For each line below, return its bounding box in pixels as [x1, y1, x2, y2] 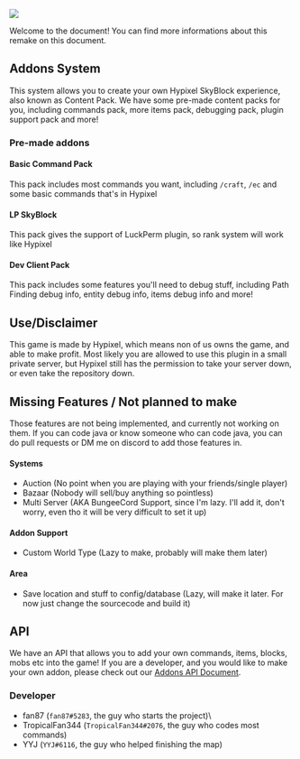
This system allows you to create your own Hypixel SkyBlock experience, [9, 85, 281, 96]
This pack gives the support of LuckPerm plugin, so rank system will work [9, 229, 284, 240]
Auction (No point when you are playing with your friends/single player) [22, 478, 288, 489]
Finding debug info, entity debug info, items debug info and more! [9, 289, 254, 300]
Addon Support [9, 527, 68, 538]
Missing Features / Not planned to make [9, 393, 238, 410]
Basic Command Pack [9, 159, 93, 170]
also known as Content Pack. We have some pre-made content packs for [9, 95, 281, 106]
